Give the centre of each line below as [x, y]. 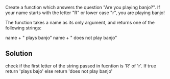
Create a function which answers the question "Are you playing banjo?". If [83, 7]
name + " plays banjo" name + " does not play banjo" [61, 38]
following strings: [23, 28]
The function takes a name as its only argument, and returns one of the [80, 23]
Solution [19, 53]
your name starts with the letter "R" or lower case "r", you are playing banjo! [85, 13]
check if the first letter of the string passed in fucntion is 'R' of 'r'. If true [81, 66]
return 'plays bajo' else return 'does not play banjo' [59, 71]
